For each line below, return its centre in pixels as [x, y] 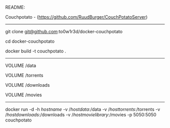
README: [15, 7]
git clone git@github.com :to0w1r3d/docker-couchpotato [64, 31]
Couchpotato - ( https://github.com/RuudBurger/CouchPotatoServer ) [76, 17]
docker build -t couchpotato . [36, 51]
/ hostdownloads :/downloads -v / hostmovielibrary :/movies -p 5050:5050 [81, 115]
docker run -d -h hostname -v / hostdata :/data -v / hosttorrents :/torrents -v [83, 109]
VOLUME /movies [24, 95]
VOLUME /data [21, 66]
